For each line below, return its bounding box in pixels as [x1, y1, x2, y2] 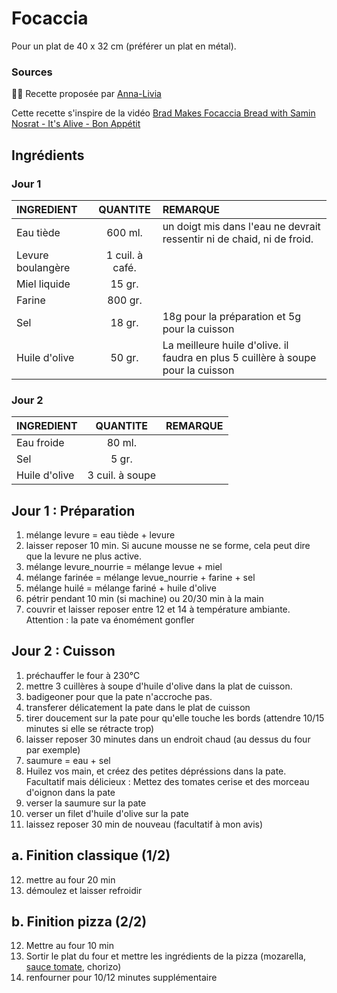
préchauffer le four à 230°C [25, 669, 141, 681]
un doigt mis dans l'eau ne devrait [162, 219, 321, 233]
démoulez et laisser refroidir [25, 884, 143, 896]
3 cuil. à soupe [87, 468, 157, 482]
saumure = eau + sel [25, 754, 111, 766]
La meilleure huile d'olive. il [162, 338, 289, 352]
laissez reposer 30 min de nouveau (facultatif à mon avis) [25, 818, 264, 830]
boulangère [16, 260, 71, 274]
